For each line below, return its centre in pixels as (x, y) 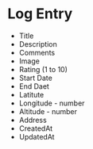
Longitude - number (52, 103)
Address (33, 120)
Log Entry (40, 14)
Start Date (35, 78)
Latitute (31, 94)
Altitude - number (48, 111)
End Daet (34, 86)
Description (38, 44)
